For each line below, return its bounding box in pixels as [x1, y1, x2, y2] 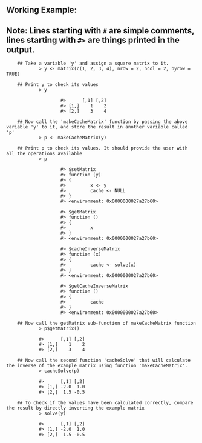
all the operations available [6, 151, 83, 157]
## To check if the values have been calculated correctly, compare [17, 400, 194, 406]
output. [6, 44, 35, 55]
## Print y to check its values [17, 82, 99, 88]
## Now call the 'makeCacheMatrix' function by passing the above [17, 119, 188, 125]
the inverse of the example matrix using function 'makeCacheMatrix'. [6, 363, 188, 369]
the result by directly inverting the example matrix [6, 405, 145, 411]
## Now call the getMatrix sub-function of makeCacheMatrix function [17, 321, 197, 327]
